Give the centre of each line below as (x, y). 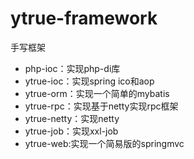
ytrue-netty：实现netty (72, 118)
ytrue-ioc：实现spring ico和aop (89, 81)
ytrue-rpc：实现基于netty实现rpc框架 (101, 106)
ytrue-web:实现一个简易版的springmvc (104, 143)
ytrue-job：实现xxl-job (71, 131)
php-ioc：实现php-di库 (72, 68)
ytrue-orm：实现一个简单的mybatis (97, 93)
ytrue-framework (84, 18)
